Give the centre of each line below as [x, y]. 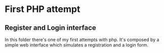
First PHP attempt [43, 9]
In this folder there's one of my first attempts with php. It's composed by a [82, 39]
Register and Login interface [51, 28]
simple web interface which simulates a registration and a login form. [77, 45]
